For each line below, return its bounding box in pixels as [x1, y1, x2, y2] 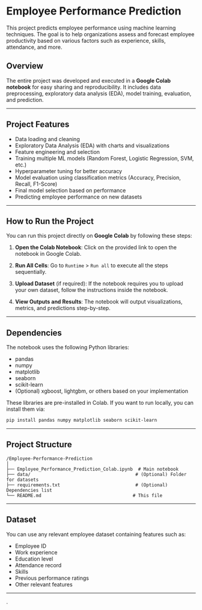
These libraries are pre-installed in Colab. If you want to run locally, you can [6, 399, 194, 407]
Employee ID [14, 542, 47, 550]
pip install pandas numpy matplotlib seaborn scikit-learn [6, 418, 158, 424]
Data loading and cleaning [14, 135, 80, 142]
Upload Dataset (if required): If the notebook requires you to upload [14, 280, 183, 287]
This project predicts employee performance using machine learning [6, 24, 176, 31]
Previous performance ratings [14, 574, 89, 582]
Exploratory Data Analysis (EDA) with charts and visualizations [14, 142, 170, 149]
